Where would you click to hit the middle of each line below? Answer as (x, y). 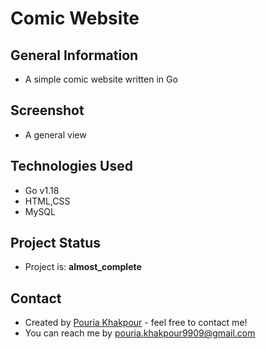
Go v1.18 (42, 190)
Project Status (56, 243)
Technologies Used (71, 166)
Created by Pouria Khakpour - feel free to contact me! (136, 323)
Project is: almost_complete (83, 267)
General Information (74, 55)
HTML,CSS (47, 201)
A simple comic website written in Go (101, 79)
